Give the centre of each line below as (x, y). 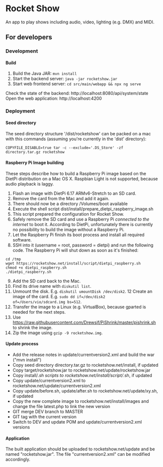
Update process (22, 344)
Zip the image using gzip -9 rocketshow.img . (58, 333)
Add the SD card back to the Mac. (46, 281)
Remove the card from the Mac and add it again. (61, 198)
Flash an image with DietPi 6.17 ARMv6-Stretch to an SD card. (74, 193)
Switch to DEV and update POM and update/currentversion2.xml (77, 422)
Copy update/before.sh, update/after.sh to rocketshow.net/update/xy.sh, (85, 391)
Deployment (20, 111)
